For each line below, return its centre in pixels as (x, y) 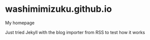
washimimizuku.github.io (58, 9)
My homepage (20, 23)
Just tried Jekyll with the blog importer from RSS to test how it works (75, 32)
